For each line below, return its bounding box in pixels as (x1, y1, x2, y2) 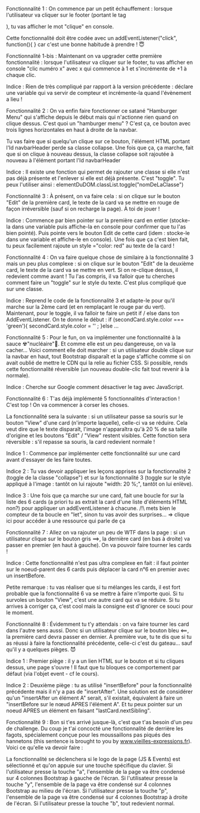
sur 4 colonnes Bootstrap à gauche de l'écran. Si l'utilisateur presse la (6, 775, 178, 781)
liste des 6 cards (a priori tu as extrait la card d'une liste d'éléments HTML (6, 498, 187, 505)
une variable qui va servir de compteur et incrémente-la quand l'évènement (6, 89, 192, 96)
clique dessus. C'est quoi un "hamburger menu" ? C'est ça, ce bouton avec (6, 120, 191, 127)
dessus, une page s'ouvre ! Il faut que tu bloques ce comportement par (6, 664, 181, 670)
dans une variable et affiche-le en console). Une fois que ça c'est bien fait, (6, 236, 189, 243)
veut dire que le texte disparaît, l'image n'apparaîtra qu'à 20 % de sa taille (6, 426, 187, 432)
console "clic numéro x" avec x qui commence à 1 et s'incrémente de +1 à (6, 65, 187, 72)
